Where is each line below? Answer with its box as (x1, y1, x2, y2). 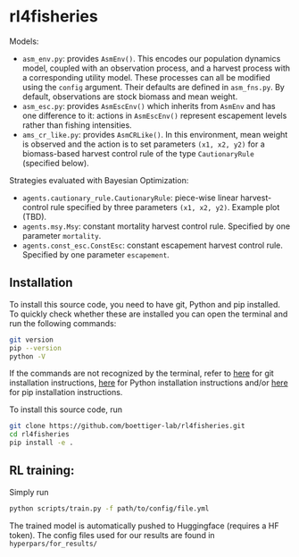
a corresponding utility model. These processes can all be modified (21, 72, 270, 82)
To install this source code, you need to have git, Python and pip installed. (9, 299, 281, 309)
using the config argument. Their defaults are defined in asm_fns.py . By (21, 81, 286, 92)
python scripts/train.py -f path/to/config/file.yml (9, 503, 210, 513)
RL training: (9, 463, 75, 478)
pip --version (9, 343, 62, 352)
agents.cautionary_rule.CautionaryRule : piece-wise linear (21, 192, 239, 203)
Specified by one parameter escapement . (21, 249, 170, 260)
